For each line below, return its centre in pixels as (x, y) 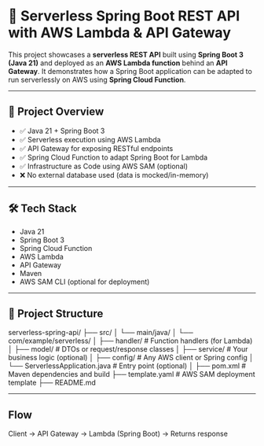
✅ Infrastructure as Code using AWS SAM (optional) (104, 166)
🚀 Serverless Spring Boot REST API (124, 16)
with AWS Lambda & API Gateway (120, 33)
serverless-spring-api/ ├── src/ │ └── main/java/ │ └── (101, 333)
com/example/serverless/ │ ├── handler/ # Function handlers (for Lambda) (130, 341)
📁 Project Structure (56, 313)
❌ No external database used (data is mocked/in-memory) (114, 175)
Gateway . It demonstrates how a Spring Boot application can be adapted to (130, 71)
